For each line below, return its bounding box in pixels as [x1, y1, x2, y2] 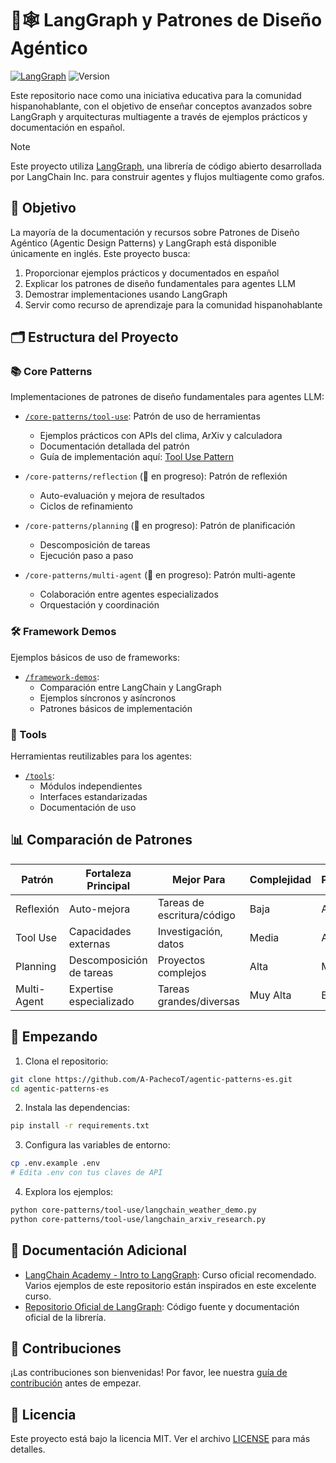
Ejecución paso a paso [39, 550, 134, 562]
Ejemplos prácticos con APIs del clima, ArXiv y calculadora [39, 430, 283, 442]
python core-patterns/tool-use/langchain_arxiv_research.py [10, 1214, 267, 1224]
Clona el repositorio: [24, 1055, 109, 1067]
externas [68, 937, 111, 951]
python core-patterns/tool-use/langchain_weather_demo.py [10, 1205, 257, 1216]
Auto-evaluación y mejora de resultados [39, 490, 205, 502]
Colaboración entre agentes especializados [39, 588, 219, 601]
